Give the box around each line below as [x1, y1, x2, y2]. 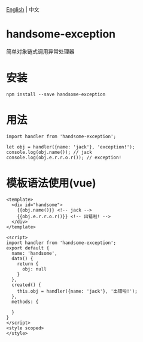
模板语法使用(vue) [6, 177, 97, 190]
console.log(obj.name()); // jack [6, 149, 93, 155]
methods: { [11, 299, 39, 305]
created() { [11, 282, 42, 288]
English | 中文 [6, 6, 40, 13]
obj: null [22, 266, 47, 272]
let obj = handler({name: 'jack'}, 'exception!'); [6, 144, 135, 150]
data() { [11, 255, 34, 261]
